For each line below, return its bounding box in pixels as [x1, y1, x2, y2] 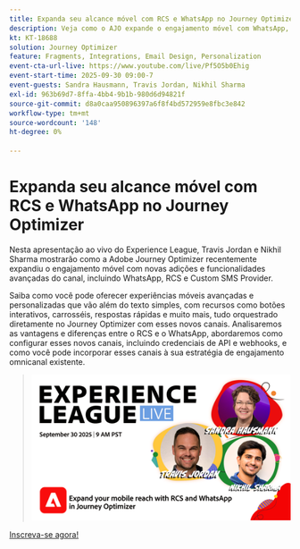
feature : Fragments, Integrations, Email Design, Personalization [9, 52, 262, 62]
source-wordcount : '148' [9, 118, 102, 127]
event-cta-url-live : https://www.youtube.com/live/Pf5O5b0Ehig [9, 62, 250, 71]
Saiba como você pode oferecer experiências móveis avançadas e [9, 290, 254, 300]
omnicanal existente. [9, 356, 86, 367]
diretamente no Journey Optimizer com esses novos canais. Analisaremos [9, 318, 283, 329]
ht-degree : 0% [9, 128, 62, 137]
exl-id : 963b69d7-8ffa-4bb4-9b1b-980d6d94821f [9, 89, 186, 98]
